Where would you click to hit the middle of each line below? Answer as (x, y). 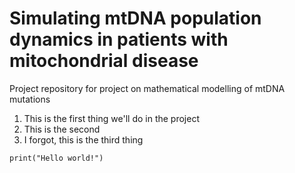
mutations (30, 99)
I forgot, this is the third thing (83, 139)
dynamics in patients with (119, 39)
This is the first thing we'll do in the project (111, 118)
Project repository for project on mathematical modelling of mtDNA (147, 88)
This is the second (62, 129)
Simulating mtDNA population (135, 18)
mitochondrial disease (104, 61)
